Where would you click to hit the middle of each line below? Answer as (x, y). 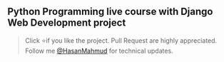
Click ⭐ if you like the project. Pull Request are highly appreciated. (121, 40)
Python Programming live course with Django (110, 12)
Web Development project (67, 23)
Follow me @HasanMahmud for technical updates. (99, 51)
